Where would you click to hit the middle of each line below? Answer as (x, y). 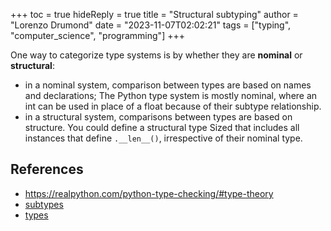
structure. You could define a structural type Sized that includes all (162, 127)
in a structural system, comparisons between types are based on (158, 117)
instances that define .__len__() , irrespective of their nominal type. (163, 138)
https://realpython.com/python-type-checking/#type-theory (149, 193)
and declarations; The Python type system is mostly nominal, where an (171, 95)
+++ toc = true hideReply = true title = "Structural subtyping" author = (154, 14)
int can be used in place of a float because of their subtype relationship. (173, 106)
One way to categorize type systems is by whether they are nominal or (156, 55)
